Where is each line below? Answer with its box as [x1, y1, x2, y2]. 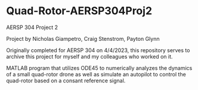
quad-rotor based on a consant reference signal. [6, 77, 126, 84]
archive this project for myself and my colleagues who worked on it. [6, 53, 173, 60]
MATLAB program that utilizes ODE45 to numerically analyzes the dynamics [6, 64, 193, 72]
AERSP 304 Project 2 [6, 24, 58, 31]
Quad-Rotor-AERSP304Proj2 [6, 4, 153, 18]
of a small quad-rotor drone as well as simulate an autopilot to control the [6, 70, 186, 78]
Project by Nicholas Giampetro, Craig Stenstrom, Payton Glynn [6, 35, 160, 42]
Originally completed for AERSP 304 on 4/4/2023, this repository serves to [6, 46, 190, 54]
